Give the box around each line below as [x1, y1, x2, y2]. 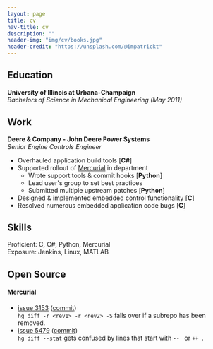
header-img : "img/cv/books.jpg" [7, 37, 102, 44]
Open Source [7, 268, 66, 280]
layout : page [7, 10, 46, 18]
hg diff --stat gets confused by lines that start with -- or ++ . [17, 333, 204, 343]
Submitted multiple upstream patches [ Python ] [28, 186, 166, 194]
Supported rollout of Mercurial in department [17, 163, 148, 172]
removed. [17, 319, 46, 327]
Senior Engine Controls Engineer [7, 142, 102, 150]
